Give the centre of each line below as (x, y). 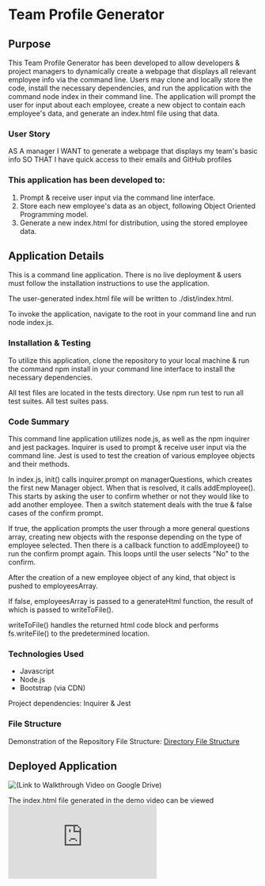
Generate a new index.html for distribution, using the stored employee (133, 223)
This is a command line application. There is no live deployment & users (125, 275)
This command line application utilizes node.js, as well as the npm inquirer (129, 439)
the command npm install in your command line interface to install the (122, 369)
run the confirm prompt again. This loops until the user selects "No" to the (129, 554)
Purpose (30, 44)
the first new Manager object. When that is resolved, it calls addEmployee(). (132, 488)
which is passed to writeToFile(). (61, 609)
